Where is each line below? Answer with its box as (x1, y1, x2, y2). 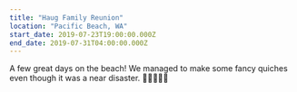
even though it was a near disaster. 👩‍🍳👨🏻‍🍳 (9, 73, 169, 84)
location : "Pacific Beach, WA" (9, 22, 128, 31)
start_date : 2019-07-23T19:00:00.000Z (9, 30, 156, 39)
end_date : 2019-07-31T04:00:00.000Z (9, 38, 148, 48)
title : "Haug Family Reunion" (9, 13, 124, 23)
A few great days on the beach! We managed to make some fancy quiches (9, 63, 288, 74)
